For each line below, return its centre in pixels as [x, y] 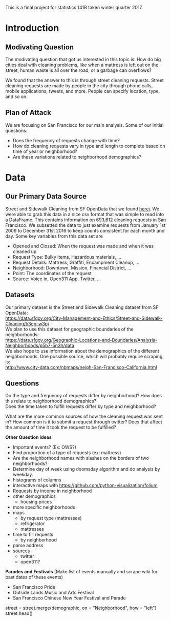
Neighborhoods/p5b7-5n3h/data [40, 345]
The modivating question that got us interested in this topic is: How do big [83, 59]
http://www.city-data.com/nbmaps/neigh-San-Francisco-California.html [81, 367]
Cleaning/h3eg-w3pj [27, 323]
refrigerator [33, 523]
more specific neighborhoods [44, 507]
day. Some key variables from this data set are [54, 236]
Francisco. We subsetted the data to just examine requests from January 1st [85, 225]
